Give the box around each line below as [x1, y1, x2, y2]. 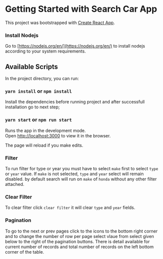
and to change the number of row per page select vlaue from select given [5, 233, 155, 239]
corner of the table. [5, 249, 44, 255]
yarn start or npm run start [5, 116, 72, 123]
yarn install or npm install [5, 87, 72, 94]
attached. [5, 181, 25, 187]
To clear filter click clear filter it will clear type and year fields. [5, 205, 136, 210]
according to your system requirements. [5, 48, 86, 54]
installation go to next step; [5, 104, 60, 110]
